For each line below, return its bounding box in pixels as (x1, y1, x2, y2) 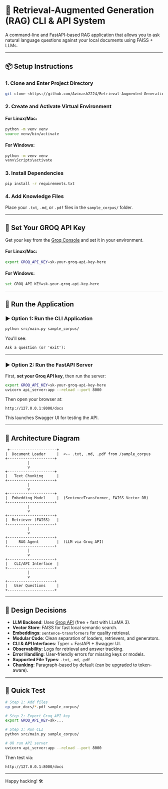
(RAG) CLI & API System (5, 15, 105, 27)
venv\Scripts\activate (5, 158, 52, 163)
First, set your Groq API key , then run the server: (5, 373, 106, 379)
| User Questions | (5, 583, 59, 588)
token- (138, 662, 152, 668)
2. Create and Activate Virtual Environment (5, 103, 111, 110)
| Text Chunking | (5, 474, 59, 479)
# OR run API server (5, 741, 48, 746)
